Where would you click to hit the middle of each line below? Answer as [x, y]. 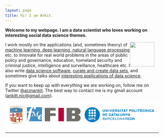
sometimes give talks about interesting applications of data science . [73, 76]
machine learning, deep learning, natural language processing [68, 50]
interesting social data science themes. [46, 35]
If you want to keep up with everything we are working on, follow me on [77, 85]
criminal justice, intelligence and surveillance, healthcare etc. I [68, 65]
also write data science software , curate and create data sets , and [72, 70]
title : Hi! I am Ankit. [29, 15]
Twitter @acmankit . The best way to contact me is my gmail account [74, 90]
